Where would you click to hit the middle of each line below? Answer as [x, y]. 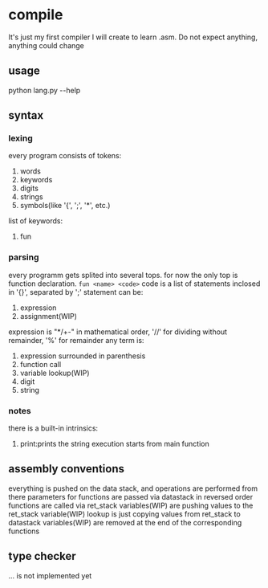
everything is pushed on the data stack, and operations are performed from [133, 488]
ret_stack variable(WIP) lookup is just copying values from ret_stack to [124, 514]
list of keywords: [35, 221]
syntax [26, 115]
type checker [42, 556]
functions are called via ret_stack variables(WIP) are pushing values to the [131, 505]
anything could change [46, 45]
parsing [24, 257]
